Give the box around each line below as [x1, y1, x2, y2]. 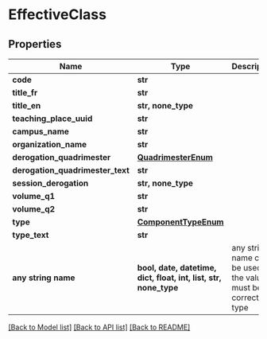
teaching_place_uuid [12, 113, 93, 124]
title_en [12, 100, 41, 111]
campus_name [12, 126, 70, 137]
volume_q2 [12, 204, 56, 214]
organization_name [12, 139, 87, 150]
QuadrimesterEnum [137, 152, 213, 162]
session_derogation [12, 177, 89, 189]
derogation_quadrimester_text [12, 165, 130, 176]
